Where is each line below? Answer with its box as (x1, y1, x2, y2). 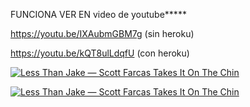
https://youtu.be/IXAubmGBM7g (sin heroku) (10, 28, 195, 39)
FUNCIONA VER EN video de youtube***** (10, 9, 187, 20)
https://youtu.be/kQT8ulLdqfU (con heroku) (10, 47, 190, 59)
